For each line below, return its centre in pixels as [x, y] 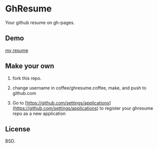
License [18, 129]
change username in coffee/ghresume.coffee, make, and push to [79, 87]
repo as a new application [39, 113]
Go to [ [19, 102]
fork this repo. [27, 78]
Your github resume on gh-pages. [40, 22]
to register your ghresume [126, 108]
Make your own [30, 66]
